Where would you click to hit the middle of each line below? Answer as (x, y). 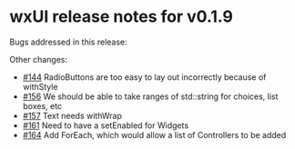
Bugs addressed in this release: (68, 42)
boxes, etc (42, 105)
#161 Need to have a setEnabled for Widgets (106, 125)
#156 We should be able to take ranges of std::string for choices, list (150, 96)
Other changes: (39, 59)
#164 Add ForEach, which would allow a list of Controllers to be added (154, 134)
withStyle (40, 86)
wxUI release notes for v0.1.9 (122, 17)
